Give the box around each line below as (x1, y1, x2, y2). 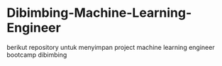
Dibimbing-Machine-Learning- (6, 5, 192, 21)
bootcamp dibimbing (6, 51, 67, 59)
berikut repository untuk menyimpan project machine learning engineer (6, 43, 215, 51)
